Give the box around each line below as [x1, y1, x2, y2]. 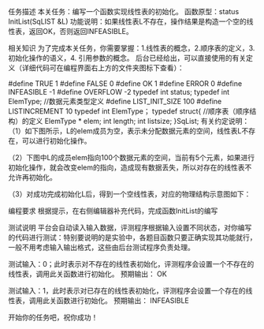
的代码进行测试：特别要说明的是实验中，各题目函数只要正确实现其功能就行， [8, 233, 257, 242]
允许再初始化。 [8, 173, 57, 181]
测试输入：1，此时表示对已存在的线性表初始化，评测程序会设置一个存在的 [8, 286, 246, 295]
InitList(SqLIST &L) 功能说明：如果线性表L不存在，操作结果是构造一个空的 [8, 17, 247, 26]
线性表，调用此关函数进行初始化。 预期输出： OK [8, 269, 167, 279]
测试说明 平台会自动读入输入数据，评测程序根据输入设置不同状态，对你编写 [8, 223, 252, 232]
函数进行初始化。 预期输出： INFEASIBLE [56, 296, 189, 305]
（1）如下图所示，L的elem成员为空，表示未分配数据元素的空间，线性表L [8, 126, 242, 136]
